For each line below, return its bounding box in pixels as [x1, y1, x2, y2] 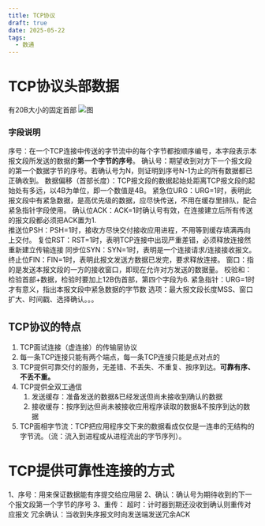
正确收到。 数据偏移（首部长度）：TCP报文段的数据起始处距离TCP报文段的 [8, 176, 248, 186]
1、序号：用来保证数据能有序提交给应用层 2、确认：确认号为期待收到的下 [8, 490, 246, 499]
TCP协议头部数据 [8, 78, 120, 96]
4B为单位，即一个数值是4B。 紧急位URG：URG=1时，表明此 [56, 186, 252, 195]
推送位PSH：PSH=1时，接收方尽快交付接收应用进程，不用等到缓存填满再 [8, 225, 244, 235]
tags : [8, 33, 26, 42]
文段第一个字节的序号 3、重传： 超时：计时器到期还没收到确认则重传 [21, 500, 244, 509]
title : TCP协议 [8, 11, 56, 20]
